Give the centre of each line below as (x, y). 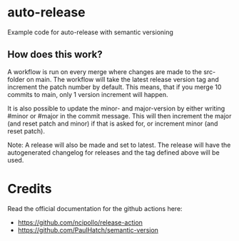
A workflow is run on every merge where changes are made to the (105, 71)
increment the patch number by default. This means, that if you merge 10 (115, 87)
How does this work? (55, 55)
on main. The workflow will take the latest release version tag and (122, 79)
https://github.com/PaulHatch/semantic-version (88, 230)
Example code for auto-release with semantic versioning (90, 32)
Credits (30, 189)
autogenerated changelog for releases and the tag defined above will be (113, 152)
